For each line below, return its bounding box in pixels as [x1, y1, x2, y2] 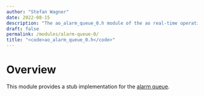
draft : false [6, 25, 39, 32]
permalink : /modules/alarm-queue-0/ [6, 31, 99, 37]
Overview [6, 63, 56, 77]
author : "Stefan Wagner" [6, 8, 69, 15]
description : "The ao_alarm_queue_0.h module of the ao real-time [6, 20, 178, 26]
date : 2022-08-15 [6, 14, 50, 21]
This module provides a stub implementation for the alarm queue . [6, 83, 170, 90]
